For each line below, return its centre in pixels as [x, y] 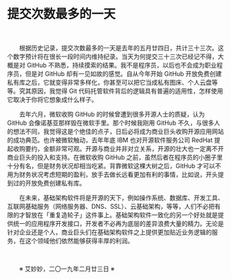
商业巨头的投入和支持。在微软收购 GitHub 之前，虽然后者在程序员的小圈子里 [115, 157]
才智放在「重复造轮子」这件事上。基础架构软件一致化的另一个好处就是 [118, 215]
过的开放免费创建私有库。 [49, 183]
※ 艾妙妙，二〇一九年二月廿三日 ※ [67, 269]
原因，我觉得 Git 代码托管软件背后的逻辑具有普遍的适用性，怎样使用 [127, 91]
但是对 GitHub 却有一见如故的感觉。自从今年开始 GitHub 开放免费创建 [123, 74]
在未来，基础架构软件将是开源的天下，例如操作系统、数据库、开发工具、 [122, 198]
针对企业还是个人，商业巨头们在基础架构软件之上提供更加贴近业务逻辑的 [109, 232]
